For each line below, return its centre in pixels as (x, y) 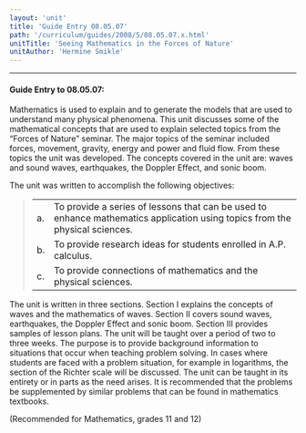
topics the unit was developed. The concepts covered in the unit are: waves (151, 158)
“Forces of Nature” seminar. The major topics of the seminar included (140, 139)
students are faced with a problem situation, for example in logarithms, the (149, 363)
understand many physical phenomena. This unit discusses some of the (144, 119)
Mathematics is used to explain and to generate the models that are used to (151, 109)
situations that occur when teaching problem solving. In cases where (139, 353)
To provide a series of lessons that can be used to (160, 207)
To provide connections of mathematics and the (156, 271)
